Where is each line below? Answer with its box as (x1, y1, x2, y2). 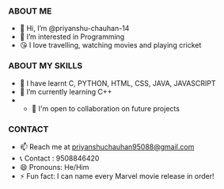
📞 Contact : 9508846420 (19, 153, 100, 163)
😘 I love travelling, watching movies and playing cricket (19, 40, 202, 50)
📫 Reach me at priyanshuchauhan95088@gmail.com (19, 141, 195, 152)
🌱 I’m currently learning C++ (19, 87, 112, 96)
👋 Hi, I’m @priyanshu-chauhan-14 (19, 24, 130, 33)
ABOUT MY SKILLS (8, 60, 83, 71)
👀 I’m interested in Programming (19, 32, 125, 41)
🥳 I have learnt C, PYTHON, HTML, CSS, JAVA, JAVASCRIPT (19, 78, 216, 88)
